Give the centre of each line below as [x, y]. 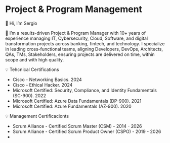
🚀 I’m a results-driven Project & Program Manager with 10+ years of [75, 33]
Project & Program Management [74, 9]
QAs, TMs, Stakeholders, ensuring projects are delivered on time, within [80, 54]
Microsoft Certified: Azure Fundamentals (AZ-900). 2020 [72, 106]
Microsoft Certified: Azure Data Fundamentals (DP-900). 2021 [77, 101]
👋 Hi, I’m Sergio [21, 23]
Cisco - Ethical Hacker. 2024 [42, 85]
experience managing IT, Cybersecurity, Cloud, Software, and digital [77, 38]
